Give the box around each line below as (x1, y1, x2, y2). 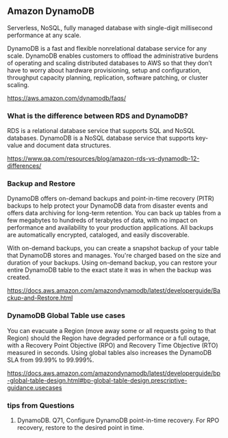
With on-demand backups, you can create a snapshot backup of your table (7, 244, 219, 252)
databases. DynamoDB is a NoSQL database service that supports (7, 134, 194, 143)
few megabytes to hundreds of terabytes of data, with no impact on (7, 216, 198, 225)
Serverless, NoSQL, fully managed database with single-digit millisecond (7, 23, 213, 32)
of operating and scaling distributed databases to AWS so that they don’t (7, 58, 212, 67)
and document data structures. (23, 141, 112, 149)
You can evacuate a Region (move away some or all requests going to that (7, 326, 216, 334)
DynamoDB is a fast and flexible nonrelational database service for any (7, 44, 207, 52)
